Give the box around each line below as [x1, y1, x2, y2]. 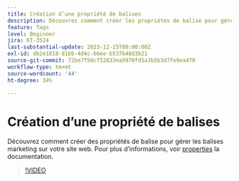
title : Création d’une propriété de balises [7, 10, 142, 18]
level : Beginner [7, 30, 55, 38]
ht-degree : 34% [7, 76, 53, 84]
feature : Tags [7, 24, 50, 31]
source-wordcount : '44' [7, 70, 78, 77]
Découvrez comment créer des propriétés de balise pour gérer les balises [7, 137, 224, 146]
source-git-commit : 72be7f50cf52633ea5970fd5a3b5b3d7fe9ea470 [7, 57, 196, 64]
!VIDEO [24, 166, 46, 175]
